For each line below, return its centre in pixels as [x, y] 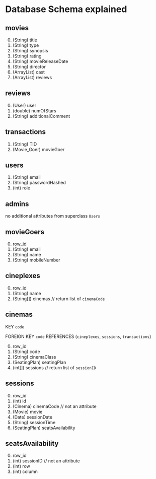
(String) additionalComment [41, 116]
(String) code [26, 352]
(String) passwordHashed [39, 183]
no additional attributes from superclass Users [53, 216]
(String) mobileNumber [36, 260]
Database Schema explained [66, 9]
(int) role [21, 188]
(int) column [25, 471]
